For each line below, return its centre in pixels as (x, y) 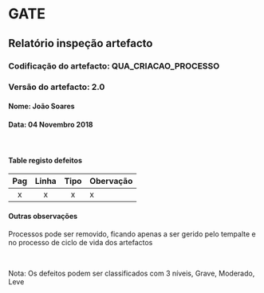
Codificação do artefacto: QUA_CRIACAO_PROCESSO (114, 66)
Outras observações (43, 217)
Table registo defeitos (45, 160)
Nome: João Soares (41, 106)
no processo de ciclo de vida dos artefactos (81, 242)
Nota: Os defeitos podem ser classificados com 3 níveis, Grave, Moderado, (132, 273)
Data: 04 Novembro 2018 (51, 124)
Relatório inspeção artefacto (81, 43)
